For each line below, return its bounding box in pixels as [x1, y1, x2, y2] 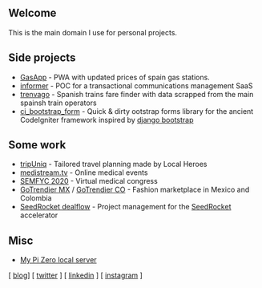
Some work [8, 138, 67, 152]
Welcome [8, 6, 57, 20]
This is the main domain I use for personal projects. [8, 27, 178, 37]
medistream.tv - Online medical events [19, 168, 148, 177]
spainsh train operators [19, 98, 98, 107]
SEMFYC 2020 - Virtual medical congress [19, 176, 158, 186]
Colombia [19, 193, 52, 203]
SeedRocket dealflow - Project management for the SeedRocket [19, 202, 232, 212]
